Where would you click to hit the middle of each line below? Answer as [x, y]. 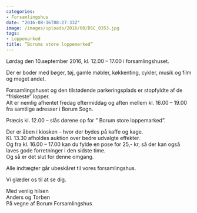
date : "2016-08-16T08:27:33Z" [43, 22]
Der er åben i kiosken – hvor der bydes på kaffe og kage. [75, 132]
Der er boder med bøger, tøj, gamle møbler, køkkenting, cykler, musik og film [99, 72]
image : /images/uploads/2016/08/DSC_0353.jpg [63, 28]
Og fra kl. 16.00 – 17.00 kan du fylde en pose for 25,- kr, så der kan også [93, 144]
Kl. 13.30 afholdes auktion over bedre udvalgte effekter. [73, 138]
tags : [13, 34]
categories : [21, 11]
